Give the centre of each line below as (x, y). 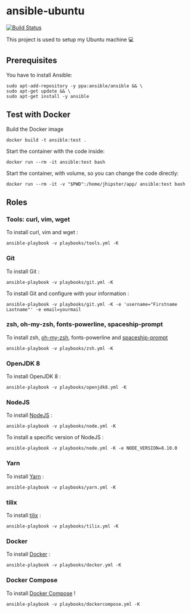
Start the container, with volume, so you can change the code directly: (93, 173)
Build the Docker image (35, 129)
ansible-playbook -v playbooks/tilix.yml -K (62, 526)
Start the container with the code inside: (56, 151)
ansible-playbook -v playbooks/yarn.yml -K (61, 487)
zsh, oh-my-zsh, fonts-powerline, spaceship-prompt (84, 324)
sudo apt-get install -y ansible (48, 96)
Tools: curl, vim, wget (38, 219)
